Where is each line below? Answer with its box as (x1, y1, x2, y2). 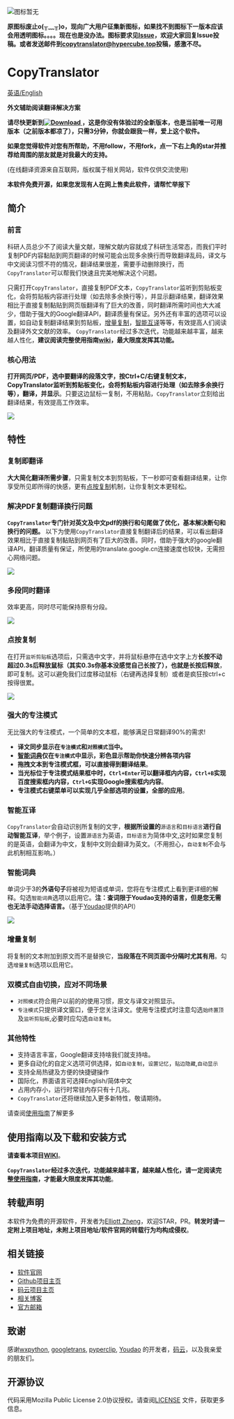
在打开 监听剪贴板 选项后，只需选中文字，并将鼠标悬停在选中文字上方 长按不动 (7, 652, 223, 661)
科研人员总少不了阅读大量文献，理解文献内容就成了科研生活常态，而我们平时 (7, 242, 227, 250)
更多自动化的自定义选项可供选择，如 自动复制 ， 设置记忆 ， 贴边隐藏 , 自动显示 (17, 1059, 219, 1067)
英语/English (7, 88, 43, 97)
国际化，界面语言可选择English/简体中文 (17, 1076, 132, 1085)
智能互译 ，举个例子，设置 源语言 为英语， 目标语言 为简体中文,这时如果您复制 (13, 831, 223, 840)
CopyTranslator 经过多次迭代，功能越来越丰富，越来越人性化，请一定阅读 (7, 1166, 216, 1175)
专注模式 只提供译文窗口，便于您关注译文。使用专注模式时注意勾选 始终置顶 (17, 1005, 224, 1014)
